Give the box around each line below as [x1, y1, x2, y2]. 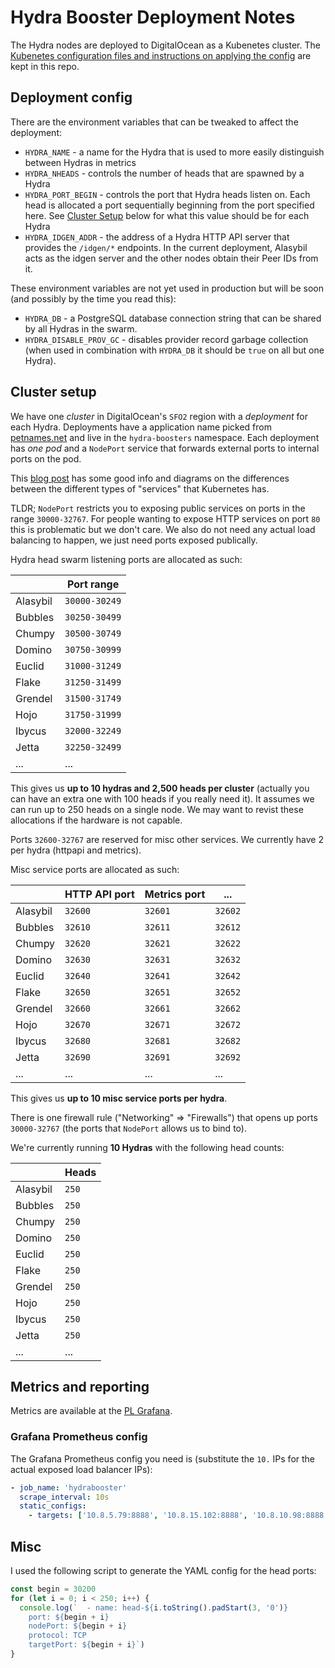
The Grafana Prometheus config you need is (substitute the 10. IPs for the [10, 1452, 316, 1465]
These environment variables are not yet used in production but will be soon [10, 282, 325, 294]
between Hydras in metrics [24, 156, 137, 168]
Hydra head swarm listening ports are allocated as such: [10, 553, 243, 565]
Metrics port [144, 887, 206, 901]
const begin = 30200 [10, 1584, 97, 1594]
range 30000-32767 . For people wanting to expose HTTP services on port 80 [10, 512, 321, 525]
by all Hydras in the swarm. [24, 322, 138, 335]
